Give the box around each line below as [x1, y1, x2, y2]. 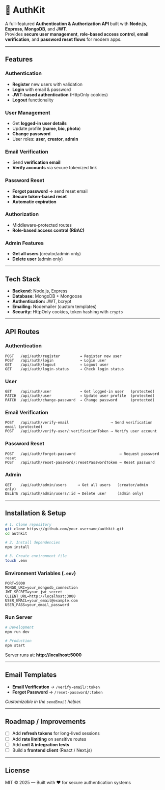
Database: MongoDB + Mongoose [12, 293, 82, 299]
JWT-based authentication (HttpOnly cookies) [12, 91, 108, 97]
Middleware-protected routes [12, 222, 72, 228]
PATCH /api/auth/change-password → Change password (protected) [5, 397, 155, 402]
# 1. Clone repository [5, 522, 52, 527]
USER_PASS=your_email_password [5, 603, 69, 608]
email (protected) [5, 425, 43, 429]
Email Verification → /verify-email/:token [12, 684, 100, 690]
